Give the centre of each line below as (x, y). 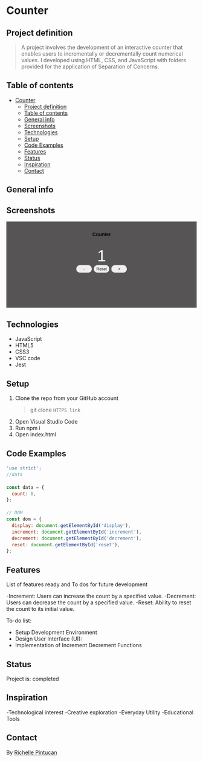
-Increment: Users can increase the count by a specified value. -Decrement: (101, 596)
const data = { (25, 487)
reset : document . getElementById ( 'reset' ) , (66, 544)
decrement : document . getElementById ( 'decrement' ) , (77, 538)
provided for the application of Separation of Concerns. (90, 66)
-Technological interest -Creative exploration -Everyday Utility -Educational (100, 712)
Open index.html (35, 434)
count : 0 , (24, 494)
